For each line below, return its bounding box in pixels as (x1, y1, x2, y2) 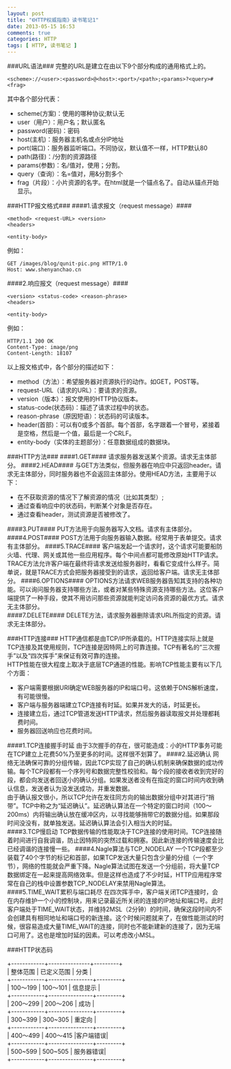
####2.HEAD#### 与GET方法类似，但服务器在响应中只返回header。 (20, 461, 216, 469)
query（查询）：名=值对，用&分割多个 (16, 170, 124, 178)
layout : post (7, 10, 45, 17)
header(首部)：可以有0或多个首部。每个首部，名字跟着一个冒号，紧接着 (16, 421, 221, 428)
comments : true (7, 29, 51, 37)
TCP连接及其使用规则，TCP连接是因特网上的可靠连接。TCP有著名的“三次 (7, 643, 214, 651)
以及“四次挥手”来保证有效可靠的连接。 (16, 652, 124, 659)
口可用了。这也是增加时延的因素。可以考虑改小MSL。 (7, 931, 159, 939)
